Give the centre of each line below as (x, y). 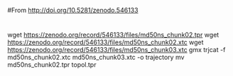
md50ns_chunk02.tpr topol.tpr (52, 65)
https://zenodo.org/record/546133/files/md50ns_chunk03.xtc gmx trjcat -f (116, 50)
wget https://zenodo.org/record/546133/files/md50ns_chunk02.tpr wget (113, 35)
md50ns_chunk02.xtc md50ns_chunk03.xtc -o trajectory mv (96, 57)
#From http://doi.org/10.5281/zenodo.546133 (73, 10)
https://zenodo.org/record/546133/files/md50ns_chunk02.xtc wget (105, 42)
